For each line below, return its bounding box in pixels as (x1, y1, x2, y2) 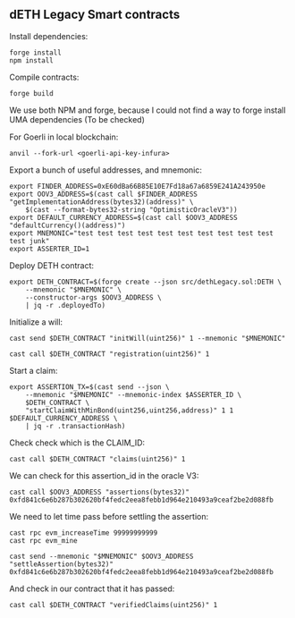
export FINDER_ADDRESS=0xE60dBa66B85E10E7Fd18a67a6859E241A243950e (9, 182, 266, 190)
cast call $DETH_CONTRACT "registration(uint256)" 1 (9, 349, 210, 359)
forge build (9, 89, 54, 97)
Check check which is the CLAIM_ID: (9, 437, 146, 448)
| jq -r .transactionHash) (25, 421, 126, 430)
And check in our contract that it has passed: (9, 583, 175, 594)
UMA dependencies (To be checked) (9, 114, 145, 124)
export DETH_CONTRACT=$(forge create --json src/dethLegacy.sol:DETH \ (9, 277, 282, 286)
